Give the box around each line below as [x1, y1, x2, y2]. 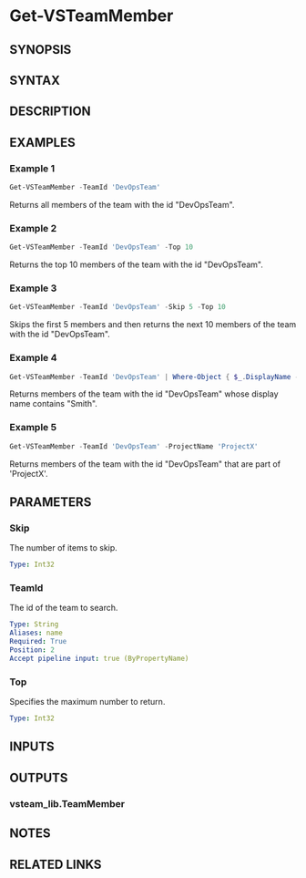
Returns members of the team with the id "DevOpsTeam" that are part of [9, 458, 280, 470]
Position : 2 [9, 646, 55, 655]
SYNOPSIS [9, 42, 72, 57]
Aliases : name [9, 628, 64, 638]
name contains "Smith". [9, 398, 98, 409]
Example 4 [9, 352, 57, 365]
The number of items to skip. [9, 542, 118, 553]
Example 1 [9, 161, 56, 174]
